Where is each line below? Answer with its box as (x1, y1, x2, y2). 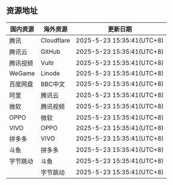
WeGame (9, 69, 35, 77)
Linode (41, 69, 60, 77)
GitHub (41, 47, 61, 56)
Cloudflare (41, 36, 70, 44)
